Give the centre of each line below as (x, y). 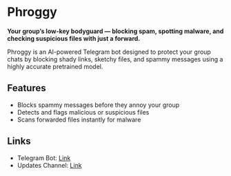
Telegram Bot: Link (44, 158)
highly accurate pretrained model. (55, 66)
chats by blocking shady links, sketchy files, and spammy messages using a (115, 59)
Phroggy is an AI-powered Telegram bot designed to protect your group (109, 52)
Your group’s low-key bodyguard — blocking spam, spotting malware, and (115, 31)
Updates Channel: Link (49, 165)
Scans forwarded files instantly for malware (79, 119)
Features (27, 88)
